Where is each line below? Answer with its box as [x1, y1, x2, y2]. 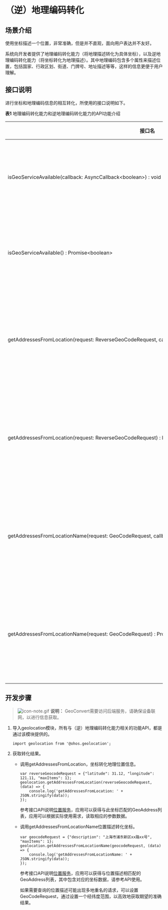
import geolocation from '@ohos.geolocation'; [12, 741, 111, 746]
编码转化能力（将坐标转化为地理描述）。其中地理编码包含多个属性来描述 [9, 57, 156, 63]
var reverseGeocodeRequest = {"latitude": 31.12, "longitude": [19, 771, 155, 776]
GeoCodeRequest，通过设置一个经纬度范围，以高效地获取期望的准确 [19, 893, 161, 899]
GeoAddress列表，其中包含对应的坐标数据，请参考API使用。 [19, 876, 145, 882]
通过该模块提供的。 [12, 731, 52, 737]
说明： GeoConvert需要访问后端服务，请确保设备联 [50, 708, 156, 714]
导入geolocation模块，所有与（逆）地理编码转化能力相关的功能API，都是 [12, 724, 162, 730]
